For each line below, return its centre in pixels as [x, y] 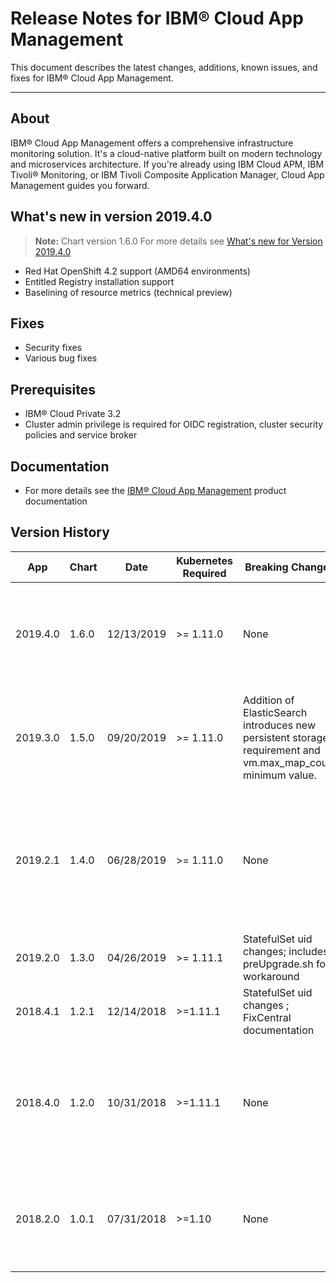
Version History [60, 532]
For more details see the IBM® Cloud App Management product [155, 490]
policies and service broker [81, 435]
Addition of [269, 700]
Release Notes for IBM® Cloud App [157, 18]
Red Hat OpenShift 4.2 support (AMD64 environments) [137, 271]
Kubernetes [205, 560]
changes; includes [286, 951]
